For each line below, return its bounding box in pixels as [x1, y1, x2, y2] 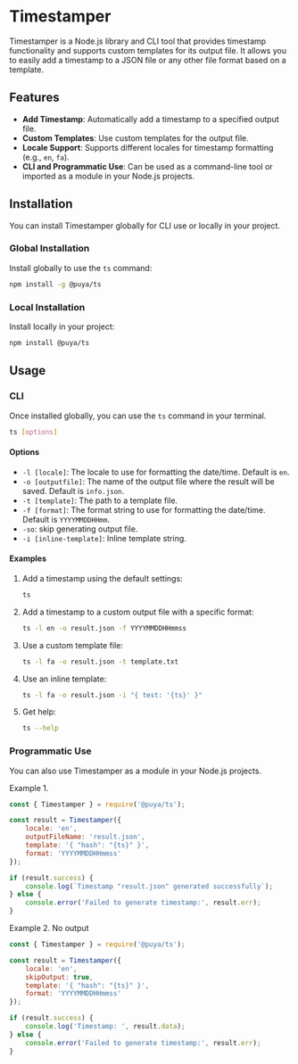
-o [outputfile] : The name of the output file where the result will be [21, 475, 275, 487]
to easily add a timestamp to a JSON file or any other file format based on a [9, 54, 287, 65]
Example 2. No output [9, 923, 89, 934]
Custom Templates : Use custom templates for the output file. [21, 132, 249, 144]
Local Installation [9, 301, 86, 313]
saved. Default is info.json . [21, 485, 125, 496]
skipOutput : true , [25, 972, 94, 982]
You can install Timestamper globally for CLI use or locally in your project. [9, 220, 281, 231]
